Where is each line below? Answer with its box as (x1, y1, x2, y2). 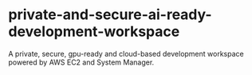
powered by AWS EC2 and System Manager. (8, 57, 155, 67)
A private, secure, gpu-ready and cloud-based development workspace (8, 49, 245, 58)
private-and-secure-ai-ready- (8, 6, 213, 24)
